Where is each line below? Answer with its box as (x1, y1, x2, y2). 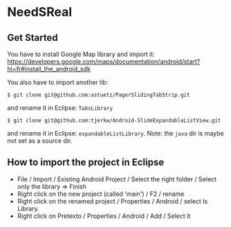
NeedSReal (7, 4, 73, 20)
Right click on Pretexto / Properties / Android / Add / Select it (17, 212, 191, 220)
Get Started (7, 32, 58, 44)
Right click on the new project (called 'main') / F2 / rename (17, 190, 185, 198)
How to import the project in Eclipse (7, 156, 165, 168)
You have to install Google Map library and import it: (7, 50, 156, 58)
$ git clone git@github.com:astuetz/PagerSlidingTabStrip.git (7, 91, 190, 98)
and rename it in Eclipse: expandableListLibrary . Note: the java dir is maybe (7, 129, 224, 137)
